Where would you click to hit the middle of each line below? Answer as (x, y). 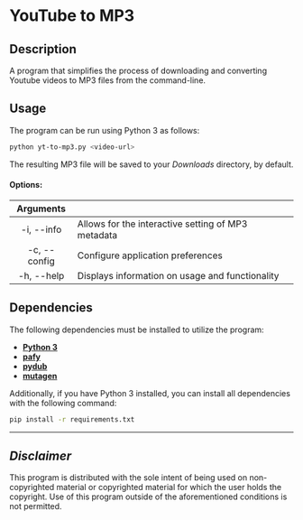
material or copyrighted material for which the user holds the (169, 487)
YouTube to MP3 (72, 16)
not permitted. (36, 506)
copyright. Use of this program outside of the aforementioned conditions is (148, 497)
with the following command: (63, 403)
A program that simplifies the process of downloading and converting (138, 70)
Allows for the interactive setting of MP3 (162, 224)
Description (43, 49)
